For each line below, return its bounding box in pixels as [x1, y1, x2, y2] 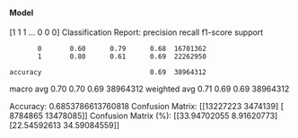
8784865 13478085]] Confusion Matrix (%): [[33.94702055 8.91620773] [9, 110, 278, 121]
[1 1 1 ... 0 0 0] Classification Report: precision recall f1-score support [9, 27, 264, 38]
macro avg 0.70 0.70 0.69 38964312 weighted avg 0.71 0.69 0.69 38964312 [9, 83, 290, 94]
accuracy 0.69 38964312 [9, 68, 206, 77]
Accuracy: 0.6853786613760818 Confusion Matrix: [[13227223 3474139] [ [9, 101, 285, 112]
